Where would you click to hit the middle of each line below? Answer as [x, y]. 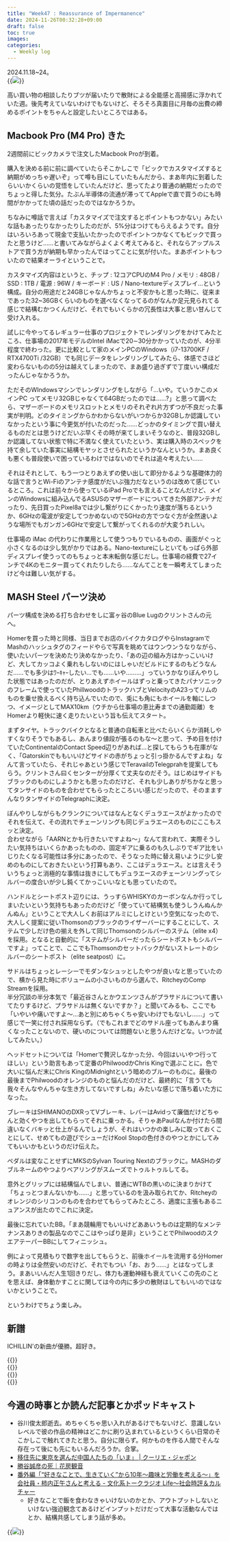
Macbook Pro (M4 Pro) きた [66, 136]
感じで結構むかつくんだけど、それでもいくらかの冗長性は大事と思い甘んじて [115, 309]
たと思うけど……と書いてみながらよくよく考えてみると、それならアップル [111, 243]
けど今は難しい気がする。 [43, 573]
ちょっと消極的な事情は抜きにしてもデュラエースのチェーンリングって [117, 873]
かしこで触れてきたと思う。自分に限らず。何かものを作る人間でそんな [122, 1440]
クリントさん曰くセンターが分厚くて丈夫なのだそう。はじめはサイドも [124, 772]
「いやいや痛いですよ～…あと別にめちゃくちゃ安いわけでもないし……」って [114, 1014]
